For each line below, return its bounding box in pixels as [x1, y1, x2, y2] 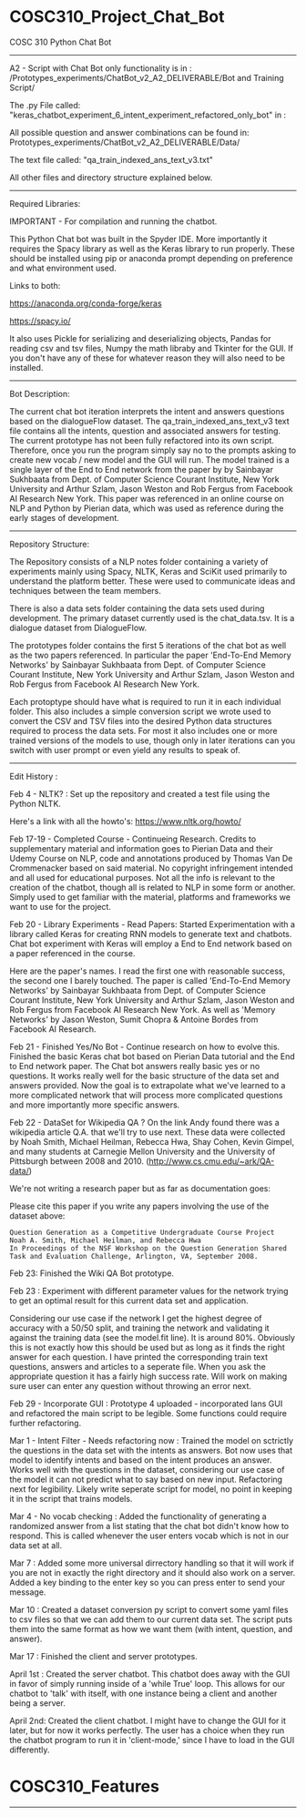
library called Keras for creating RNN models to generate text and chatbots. [9, 928, 292, 939]
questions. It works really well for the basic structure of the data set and [9, 1070, 280, 1081]
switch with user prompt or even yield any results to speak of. [9, 744, 241, 755]
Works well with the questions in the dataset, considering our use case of [9, 1464, 285, 1475]
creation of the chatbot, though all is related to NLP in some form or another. [9, 882, 296, 893]
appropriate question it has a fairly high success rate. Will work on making [9, 1371, 288, 1382]
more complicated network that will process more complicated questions [9, 1089, 283, 1100]
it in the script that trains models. [9, 1493, 133, 1504]
